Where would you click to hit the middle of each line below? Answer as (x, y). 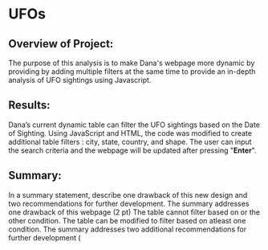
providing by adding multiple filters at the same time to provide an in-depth (132, 72)
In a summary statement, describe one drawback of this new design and (128, 195)
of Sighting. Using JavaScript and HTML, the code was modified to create (130, 133)
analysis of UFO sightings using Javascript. (80, 80)
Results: (29, 105)
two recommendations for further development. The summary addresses (129, 203)
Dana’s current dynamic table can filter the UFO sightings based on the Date (134, 125)
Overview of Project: (61, 44)
